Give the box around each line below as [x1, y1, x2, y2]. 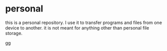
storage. [5, 30, 23, 36]
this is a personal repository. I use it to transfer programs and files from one [5, 19, 162, 25]
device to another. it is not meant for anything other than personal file [5, 24, 149, 30]
